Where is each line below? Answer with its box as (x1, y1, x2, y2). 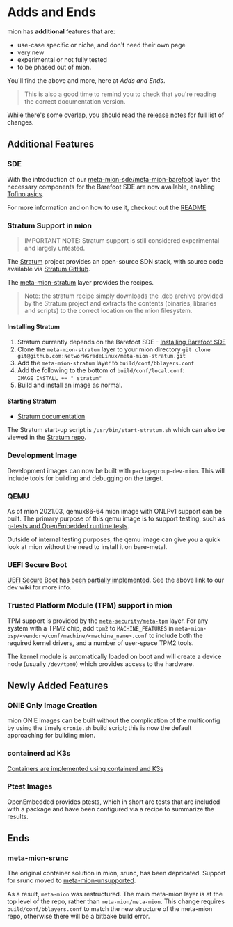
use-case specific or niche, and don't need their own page (17, 40, 186, 49)
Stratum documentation (17, 412, 86, 421)
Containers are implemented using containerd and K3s (7, 764, 163, 772)
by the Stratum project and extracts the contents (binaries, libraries (24, 299, 217, 307)
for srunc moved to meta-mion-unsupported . (7, 876, 136, 885)
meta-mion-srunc (7, 853, 69, 863)
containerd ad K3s (7, 749, 71, 759)
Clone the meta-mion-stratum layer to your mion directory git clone (17, 345, 211, 354)
